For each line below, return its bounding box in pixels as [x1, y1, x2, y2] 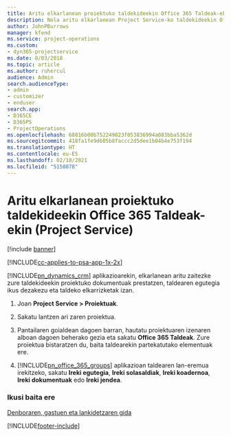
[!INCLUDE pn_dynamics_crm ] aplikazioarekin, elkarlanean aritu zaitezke [7, 271, 212, 279]
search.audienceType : [7, 80, 69, 87]
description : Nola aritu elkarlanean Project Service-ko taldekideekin [7, 16, 217, 23]
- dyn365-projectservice [7, 49, 78, 56]
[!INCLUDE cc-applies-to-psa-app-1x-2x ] [7, 258, 123, 266]
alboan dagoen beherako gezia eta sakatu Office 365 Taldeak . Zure [16, 333, 210, 341]
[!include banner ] [7, 244, 56, 253]
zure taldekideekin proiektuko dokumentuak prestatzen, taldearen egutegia [7, 279, 220, 287]
